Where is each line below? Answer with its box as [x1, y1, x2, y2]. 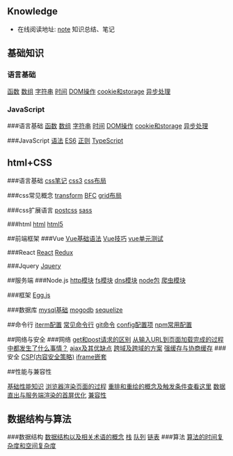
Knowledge [7, 6, 58, 17]
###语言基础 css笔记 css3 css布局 [7, 176, 106, 184]
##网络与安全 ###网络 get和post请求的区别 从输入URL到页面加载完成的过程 [7, 335, 224, 343]
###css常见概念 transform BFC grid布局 [7, 191, 122, 199]
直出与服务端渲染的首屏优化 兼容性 [7, 391, 106, 399]
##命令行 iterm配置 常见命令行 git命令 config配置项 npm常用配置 [7, 320, 193, 329]
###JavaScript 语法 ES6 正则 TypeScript [7, 136, 124, 145]
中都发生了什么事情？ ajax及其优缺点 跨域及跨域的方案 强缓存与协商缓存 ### [7, 344, 227, 352]
